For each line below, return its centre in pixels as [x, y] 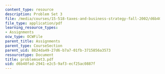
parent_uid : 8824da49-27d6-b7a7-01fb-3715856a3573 [58, 50]
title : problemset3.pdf [29, 59]
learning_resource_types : [31, 28]
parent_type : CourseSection [34, 46]
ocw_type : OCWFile [24, 37]
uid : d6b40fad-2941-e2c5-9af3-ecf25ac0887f [50, 64]
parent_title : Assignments [33, 41]
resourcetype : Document [29, 55]
